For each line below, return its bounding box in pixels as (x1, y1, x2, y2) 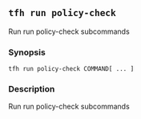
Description (8, 84, 55, 95)
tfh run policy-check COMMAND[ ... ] (8, 65, 135, 73)
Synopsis (8, 47, 46, 58)
